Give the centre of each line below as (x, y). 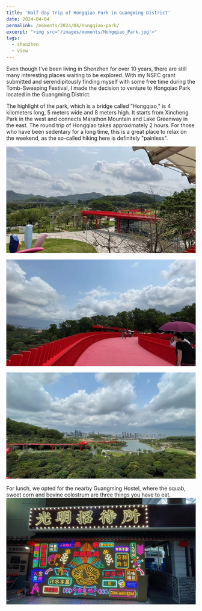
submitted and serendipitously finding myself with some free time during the (101, 81)
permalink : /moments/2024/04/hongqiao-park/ (63, 25)
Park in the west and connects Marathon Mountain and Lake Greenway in (97, 119)
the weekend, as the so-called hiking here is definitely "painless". (87, 138)
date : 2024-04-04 (28, 19)
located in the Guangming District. (49, 94)
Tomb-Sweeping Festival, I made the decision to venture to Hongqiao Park (98, 88)
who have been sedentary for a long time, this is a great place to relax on (97, 131)
